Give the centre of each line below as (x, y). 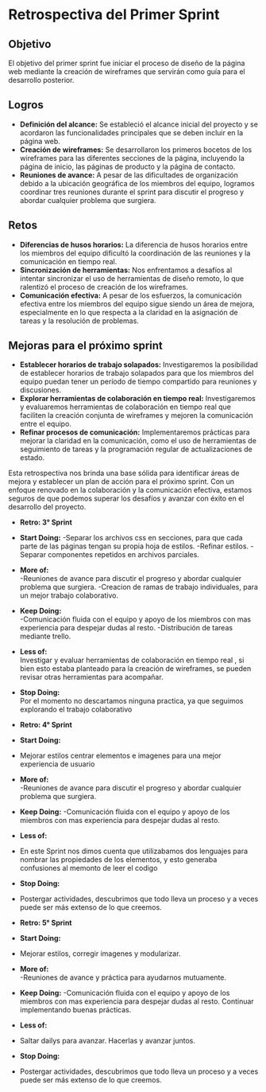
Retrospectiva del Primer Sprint (114, 15)
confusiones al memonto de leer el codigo (89, 868)
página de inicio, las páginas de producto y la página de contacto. (127, 166)
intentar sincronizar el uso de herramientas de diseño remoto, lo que (132, 278)
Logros (26, 105)
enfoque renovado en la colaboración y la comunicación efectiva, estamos (130, 490)
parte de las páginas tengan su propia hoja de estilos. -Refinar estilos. (134, 546)
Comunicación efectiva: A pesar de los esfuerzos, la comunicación (131, 295)
